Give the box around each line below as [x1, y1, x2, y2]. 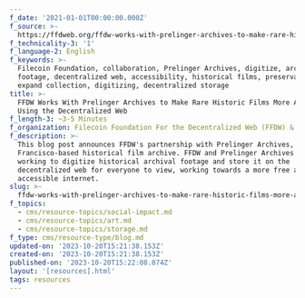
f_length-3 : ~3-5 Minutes [9, 114, 107, 124]
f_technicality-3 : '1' [9, 38, 95, 48]
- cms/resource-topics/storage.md [17, 224, 148, 233]
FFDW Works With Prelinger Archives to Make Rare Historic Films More [17, 97, 290, 107]
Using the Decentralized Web [17, 106, 128, 115]
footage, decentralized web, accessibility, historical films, [17, 73, 261, 82]
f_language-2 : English [9, 47, 95, 56]
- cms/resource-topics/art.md [17, 215, 132, 225]
